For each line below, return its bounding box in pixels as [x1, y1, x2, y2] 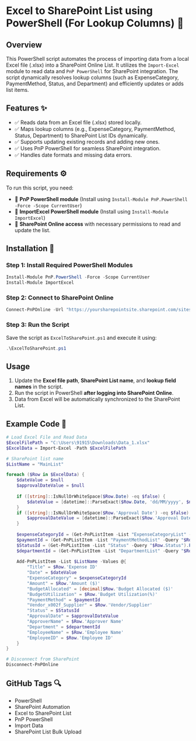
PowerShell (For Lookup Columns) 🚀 [6, 16, 184, 30]
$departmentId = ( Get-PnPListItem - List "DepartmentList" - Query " [16, 548, 184, 554]
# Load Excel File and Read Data [6, 435, 87, 440]
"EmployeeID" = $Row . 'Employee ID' [27, 635, 114, 641]
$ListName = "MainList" [6, 461, 64, 467]
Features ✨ [6, 104, 47, 113]
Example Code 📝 [6, 419, 67, 429]
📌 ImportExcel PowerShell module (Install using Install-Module [14, 208, 169, 215]
